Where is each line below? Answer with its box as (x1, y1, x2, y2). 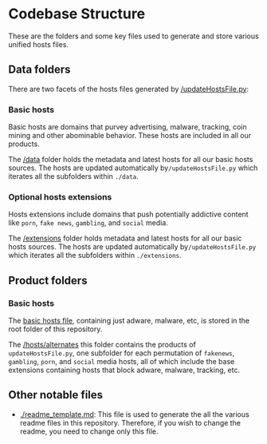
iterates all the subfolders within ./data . (8, 172, 139, 181)
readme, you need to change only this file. (19, 426, 159, 436)
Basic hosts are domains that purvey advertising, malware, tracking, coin (8, 122, 247, 132)
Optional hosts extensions (8, 191, 112, 202)
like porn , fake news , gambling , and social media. (8, 218, 169, 228)
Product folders (8, 273, 88, 287)
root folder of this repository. (8, 324, 103, 334)
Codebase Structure (8, 5, 146, 23)
